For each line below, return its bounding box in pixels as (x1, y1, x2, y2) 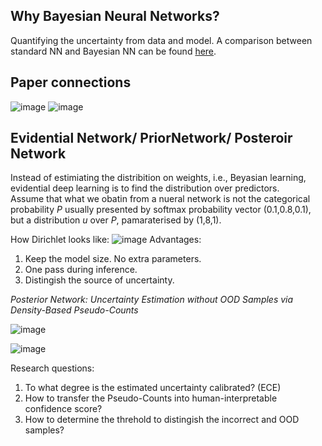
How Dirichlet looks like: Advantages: (10, 234, 202, 246)
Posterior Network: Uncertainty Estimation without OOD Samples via (10, 294, 294, 306)
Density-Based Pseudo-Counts (10, 304, 139, 316)
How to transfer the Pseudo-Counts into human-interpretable (24, 392, 278, 404)
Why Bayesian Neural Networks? (10, 8, 220, 25)
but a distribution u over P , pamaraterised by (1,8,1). (10, 214, 222, 226)
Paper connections (10, 74, 132, 91)
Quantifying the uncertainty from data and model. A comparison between (10, 34, 313, 46)
